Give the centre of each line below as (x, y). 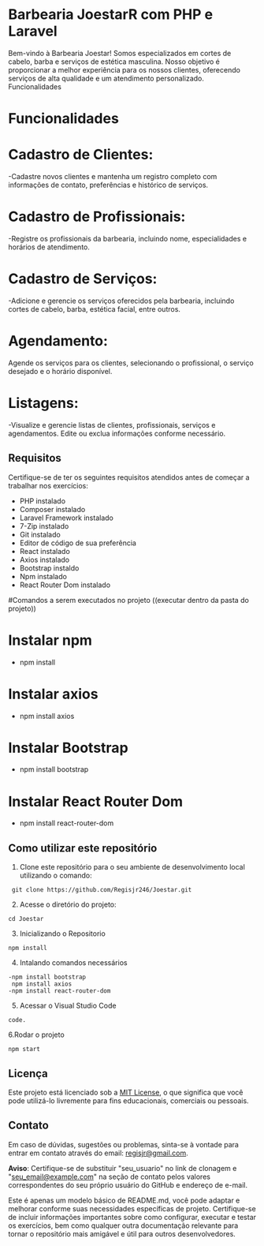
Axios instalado (44, 559)
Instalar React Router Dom (96, 801)
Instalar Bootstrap (68, 748)
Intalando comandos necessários (73, 963)
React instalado (45, 551)
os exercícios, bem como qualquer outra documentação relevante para (123, 1225)
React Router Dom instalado (65, 585)
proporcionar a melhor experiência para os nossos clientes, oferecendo (124, 69)
